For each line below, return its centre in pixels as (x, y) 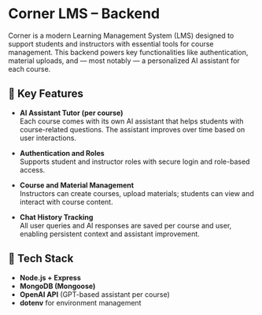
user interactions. (48, 138)
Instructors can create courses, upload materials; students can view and (137, 193)
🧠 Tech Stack (41, 259)
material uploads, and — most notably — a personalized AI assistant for (124, 61)
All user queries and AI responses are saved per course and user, (125, 225)
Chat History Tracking (56, 217)
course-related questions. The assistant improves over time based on (132, 129)
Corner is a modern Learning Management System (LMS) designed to (121, 35)
